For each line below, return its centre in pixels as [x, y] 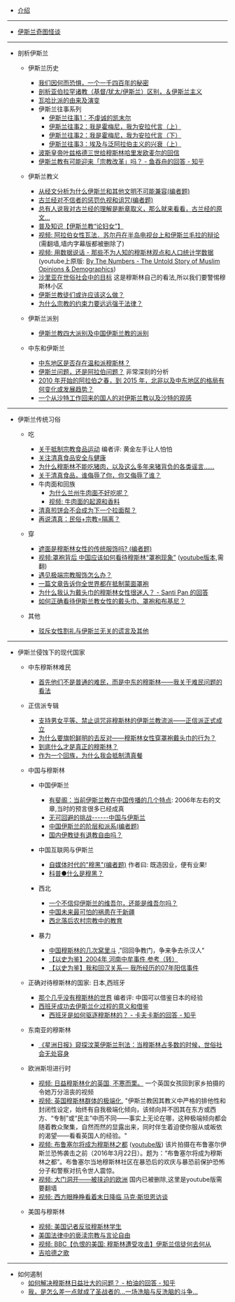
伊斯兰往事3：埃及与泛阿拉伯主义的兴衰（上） [115, 144]
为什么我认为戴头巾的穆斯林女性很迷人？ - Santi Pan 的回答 [123, 592]
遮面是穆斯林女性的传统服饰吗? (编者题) [95, 549]
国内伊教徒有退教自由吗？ [86, 835]
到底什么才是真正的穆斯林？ [78, 746]
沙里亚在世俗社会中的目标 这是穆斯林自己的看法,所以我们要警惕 [129, 277]
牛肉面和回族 [57, 484]
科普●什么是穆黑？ [76, 873]
